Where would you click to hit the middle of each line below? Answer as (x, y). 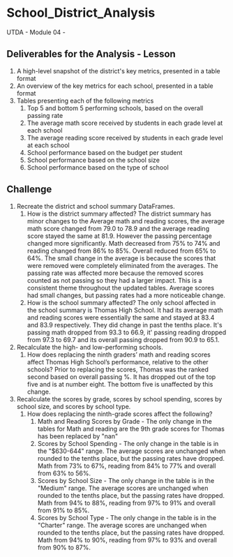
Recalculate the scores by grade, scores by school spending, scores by (119, 399)
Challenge (29, 190)
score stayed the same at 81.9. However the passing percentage (119, 236)
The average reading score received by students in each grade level (125, 138)
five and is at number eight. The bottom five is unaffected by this (120, 384)
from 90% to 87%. (64, 547)
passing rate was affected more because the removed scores (115, 273)
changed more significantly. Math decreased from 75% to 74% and (123, 243)
